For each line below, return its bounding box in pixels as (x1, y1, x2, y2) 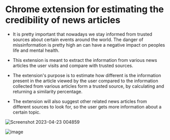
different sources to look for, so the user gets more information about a (12, 103, 162, 110)
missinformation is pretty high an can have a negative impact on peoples (12, 42, 165, 48)
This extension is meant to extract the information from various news (12, 57, 157, 63)
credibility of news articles (5, 14, 121, 26)
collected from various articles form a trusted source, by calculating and (12, 83, 164, 89)
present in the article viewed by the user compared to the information (12, 78, 159, 84)
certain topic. (12, 109, 41, 115)
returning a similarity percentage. (12, 88, 83, 94)
